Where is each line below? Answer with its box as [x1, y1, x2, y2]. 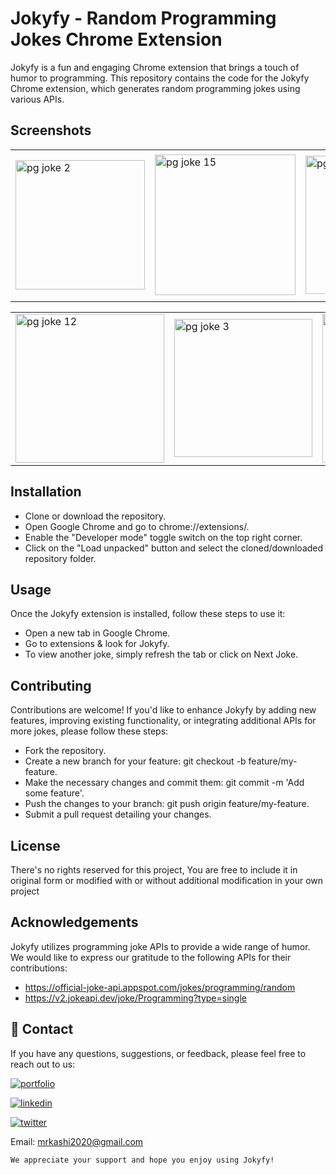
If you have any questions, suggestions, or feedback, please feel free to [10, 1047, 307, 1059]
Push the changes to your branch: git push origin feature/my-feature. [24, 798, 310, 810]
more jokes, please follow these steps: [10, 725, 169, 737]
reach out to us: [10, 1058, 76, 1070]
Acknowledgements [10, 914, 139, 931]
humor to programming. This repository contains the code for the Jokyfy [10, 72, 310, 84]
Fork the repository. [24, 745, 107, 757]
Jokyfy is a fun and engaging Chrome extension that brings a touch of [10, 61, 300, 73]
